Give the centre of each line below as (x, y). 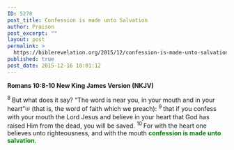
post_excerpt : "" (32, 33)
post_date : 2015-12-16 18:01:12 (54, 66)
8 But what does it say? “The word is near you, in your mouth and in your (111, 100)
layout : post (26, 40)
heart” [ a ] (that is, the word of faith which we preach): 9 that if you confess (112, 108)
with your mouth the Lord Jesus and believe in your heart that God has (109, 117)
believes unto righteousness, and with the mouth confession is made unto (114, 133)
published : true (31, 59)
